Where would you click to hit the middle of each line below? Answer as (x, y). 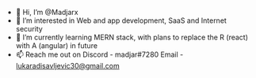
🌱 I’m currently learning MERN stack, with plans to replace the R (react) (132, 37)
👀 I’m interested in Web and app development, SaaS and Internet (121, 20)
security (29, 29)
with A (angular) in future (56, 46)
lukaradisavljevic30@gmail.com (68, 66)
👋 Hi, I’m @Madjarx (47, 12)
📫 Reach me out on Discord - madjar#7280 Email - (99, 54)
